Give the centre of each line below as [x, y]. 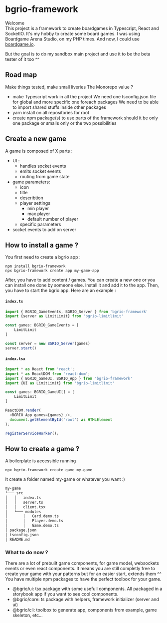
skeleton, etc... [28, 616]
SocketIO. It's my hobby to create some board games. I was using [73, 33]
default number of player [53, 219]
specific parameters [40, 224]
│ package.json [21, 530]
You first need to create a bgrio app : [43, 257]
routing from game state [45, 176]
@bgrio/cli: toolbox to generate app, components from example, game [84, 610]
